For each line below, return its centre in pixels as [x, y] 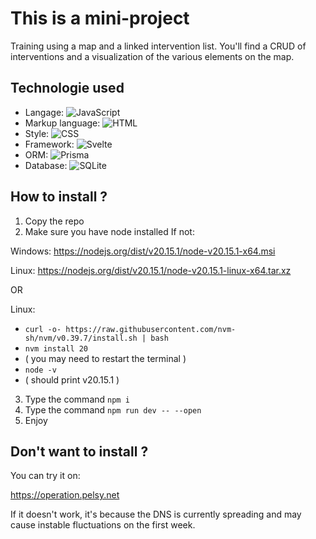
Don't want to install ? [79, 451]
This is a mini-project [100, 18]
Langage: [44, 112]
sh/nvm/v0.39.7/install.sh [81, 338]
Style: [37, 133]
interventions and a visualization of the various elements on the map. [152, 56]
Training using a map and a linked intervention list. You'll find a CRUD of [158, 46]
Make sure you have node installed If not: [109, 231]
